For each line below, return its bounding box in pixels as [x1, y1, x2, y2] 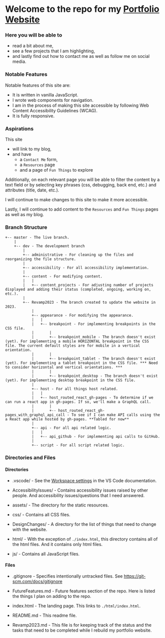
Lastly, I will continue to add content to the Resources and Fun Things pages [5, 206, 159, 212]
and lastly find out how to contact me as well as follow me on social [12, 53, 150, 59]
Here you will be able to [5, 32, 63, 39]
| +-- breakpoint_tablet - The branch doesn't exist [31, 356, 156, 362]
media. [12, 58, 27, 65]
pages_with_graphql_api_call [5, 412, 65, 417]
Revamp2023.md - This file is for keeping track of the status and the [12, 622, 152, 628]
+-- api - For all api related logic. [31, 425, 112, 431]
